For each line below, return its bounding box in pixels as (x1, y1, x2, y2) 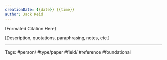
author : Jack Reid (5, 12, 43, 17)
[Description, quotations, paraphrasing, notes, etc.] (5, 35, 110, 41)
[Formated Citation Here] (5, 25, 56, 31)
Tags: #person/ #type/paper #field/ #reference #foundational (5, 49, 131, 55)
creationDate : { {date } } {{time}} (5, 7, 75, 12)
